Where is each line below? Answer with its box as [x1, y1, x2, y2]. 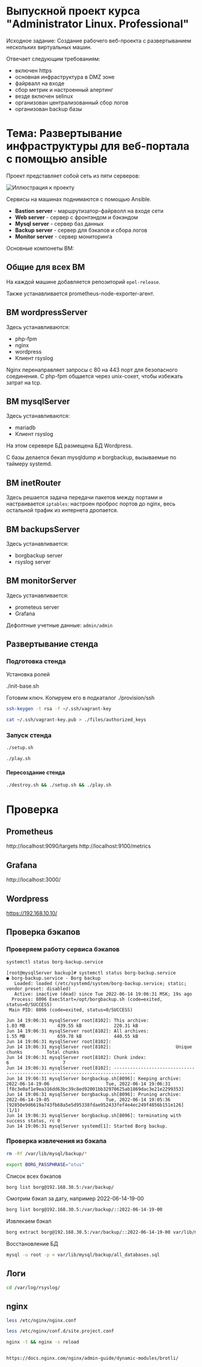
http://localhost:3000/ [6, 876, 61, 883]
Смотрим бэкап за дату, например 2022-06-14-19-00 [6, 1195, 144, 1202]
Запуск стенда [6, 731, 52, 740]
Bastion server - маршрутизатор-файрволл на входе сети [14, 207, 164, 214]
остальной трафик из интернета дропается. [6, 507, 118, 514]
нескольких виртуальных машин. [6, 43, 92, 51]
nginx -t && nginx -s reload [6, 1339, 79, 1345]
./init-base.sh [6, 682, 39, 690]
